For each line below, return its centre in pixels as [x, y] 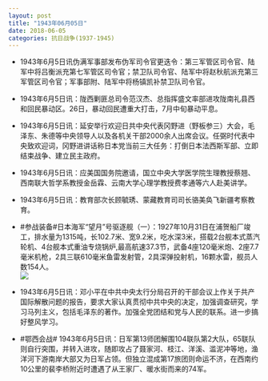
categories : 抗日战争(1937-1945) [62, 38]
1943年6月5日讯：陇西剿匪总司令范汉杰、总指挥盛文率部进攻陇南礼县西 [137, 99]
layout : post [30, 16]
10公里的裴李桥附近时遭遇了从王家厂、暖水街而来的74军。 [115, 369]
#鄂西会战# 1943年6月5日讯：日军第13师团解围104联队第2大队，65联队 [138, 339]
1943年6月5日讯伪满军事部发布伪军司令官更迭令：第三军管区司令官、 [134, 62]
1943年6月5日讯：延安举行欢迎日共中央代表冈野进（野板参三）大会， [134, 126]
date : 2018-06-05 [37, 30]
